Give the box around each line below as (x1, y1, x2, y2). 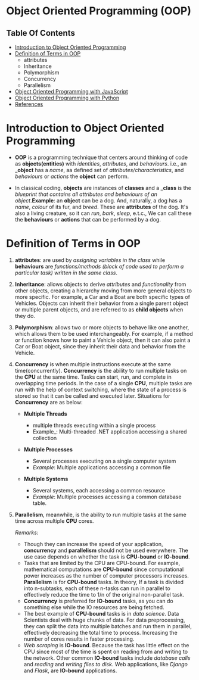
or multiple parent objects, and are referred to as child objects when (14, 305, 184, 313)
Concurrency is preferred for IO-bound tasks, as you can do (23, 597, 174, 604)
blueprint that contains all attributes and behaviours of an (14, 191, 158, 198)
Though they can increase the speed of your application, (23, 540, 163, 547)
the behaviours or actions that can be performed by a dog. (14, 216, 161, 223)
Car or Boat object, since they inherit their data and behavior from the (14, 342, 186, 350)
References (14, 101, 43, 108)
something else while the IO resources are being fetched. (23, 603, 164, 611)
